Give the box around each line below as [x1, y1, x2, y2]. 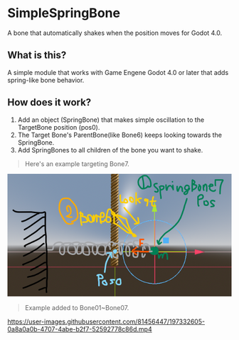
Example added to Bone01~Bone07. [24, 304, 129, 312]
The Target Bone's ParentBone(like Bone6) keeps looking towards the [17, 130, 223, 139]
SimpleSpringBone [7, 5, 121, 21]
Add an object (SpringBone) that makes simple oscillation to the [17, 115, 205, 124]
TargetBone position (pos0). [17, 123, 100, 131]
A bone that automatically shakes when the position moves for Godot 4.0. [7, 29, 223, 37]
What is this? [7, 49, 67, 61]
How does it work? [7, 96, 92, 108]
